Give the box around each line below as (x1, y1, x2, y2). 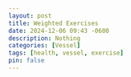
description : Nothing (8, 34, 81, 43)
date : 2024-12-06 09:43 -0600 (8, 26, 110, 34)
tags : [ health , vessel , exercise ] (8, 49, 125, 57)
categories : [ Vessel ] (8, 42, 81, 50)
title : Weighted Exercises (8, 19, 99, 27)
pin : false (8, 57, 45, 65)
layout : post (8, 11, 52, 20)
